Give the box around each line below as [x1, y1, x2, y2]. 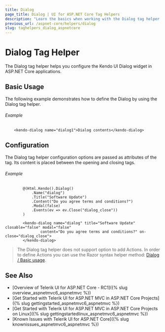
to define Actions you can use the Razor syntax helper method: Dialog [17, 252, 160, 258]
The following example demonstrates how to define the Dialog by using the [5, 96, 158, 102]
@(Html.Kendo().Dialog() [23, 186, 74, 191]
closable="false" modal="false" [5, 225, 71, 230]
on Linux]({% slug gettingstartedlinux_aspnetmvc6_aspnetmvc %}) [12, 311, 148, 317]
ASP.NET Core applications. [5, 69, 62, 75]
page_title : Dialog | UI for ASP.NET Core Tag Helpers [5, 12, 120, 17]
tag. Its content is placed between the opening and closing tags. [5, 159, 135, 166]
